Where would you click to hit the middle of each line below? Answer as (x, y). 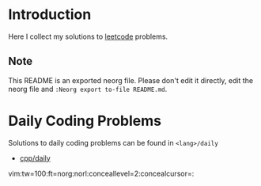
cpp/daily (35, 158)
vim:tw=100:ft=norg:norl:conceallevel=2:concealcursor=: (101, 173)
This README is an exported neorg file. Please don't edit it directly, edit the (131, 80)
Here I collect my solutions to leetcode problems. (88, 36)
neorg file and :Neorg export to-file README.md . (88, 89)
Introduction (50, 15)
